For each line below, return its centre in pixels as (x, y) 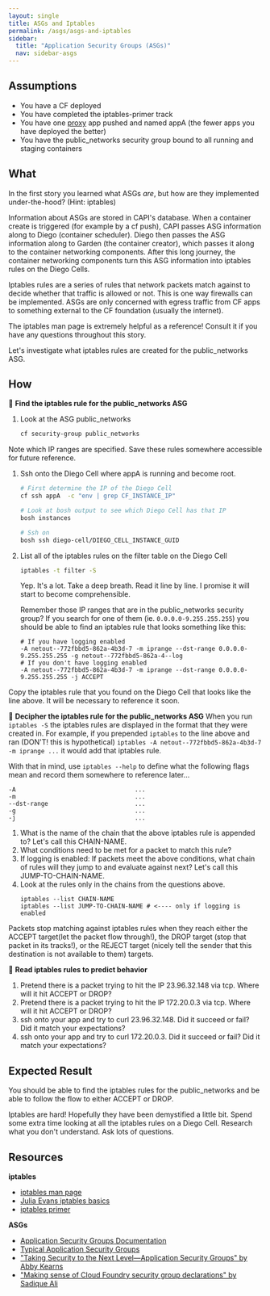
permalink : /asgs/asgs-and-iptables (70, 31)
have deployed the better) (63, 131)
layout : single (34, 16)
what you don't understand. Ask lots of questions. (91, 1132)
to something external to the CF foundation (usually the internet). (116, 310)
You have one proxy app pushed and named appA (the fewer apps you (137, 123)
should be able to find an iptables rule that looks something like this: (133, 627)
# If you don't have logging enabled (83, 663)
